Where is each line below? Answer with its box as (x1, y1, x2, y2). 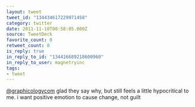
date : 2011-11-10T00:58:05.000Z (6, 25, 88, 32)
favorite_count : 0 (6, 37, 53, 43)
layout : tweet (6, 8, 42, 15)
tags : (6, 65, 20, 71)
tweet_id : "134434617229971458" (6, 15, 88, 21)
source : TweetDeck (6, 31, 53, 37)
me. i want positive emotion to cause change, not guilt (6, 94, 141, 101)
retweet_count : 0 (6, 43, 50, 49)
